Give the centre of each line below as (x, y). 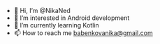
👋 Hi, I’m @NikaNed (42, 11)
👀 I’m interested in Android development (72, 18)
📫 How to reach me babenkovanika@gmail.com (83, 33)
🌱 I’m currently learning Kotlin (56, 25)
